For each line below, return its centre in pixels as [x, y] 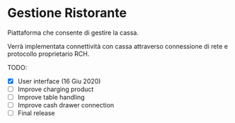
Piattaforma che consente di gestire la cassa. [73, 33]
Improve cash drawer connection [66, 105]
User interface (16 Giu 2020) [59, 81]
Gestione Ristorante [67, 13]
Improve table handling [51, 98]
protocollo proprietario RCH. [48, 54]
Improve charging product [56, 89]
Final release [36, 113]
